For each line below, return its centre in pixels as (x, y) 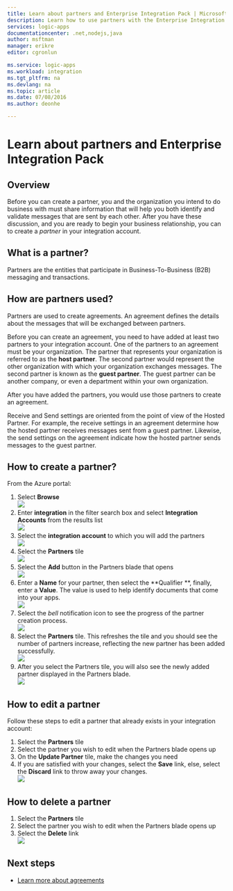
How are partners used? (60, 299)
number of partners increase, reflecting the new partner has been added (121, 644)
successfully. (36, 651)
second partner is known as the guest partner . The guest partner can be (112, 374)
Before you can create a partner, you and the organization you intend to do (114, 202)
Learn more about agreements (61, 880)
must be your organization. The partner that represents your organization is (115, 352)
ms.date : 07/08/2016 (37, 97)
